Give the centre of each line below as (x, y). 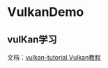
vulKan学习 (32, 39)
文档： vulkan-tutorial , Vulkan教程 (54, 57)
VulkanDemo (46, 12)
